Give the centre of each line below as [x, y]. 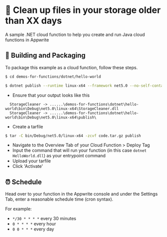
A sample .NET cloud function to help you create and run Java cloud [75, 34]
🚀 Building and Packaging [45, 56]
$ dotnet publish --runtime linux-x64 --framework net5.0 [66, 86]
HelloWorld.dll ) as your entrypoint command [59, 156]
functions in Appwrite [27, 40]
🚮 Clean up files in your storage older [83, 10]
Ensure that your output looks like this [51, 95]
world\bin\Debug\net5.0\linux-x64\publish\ [51, 117]
